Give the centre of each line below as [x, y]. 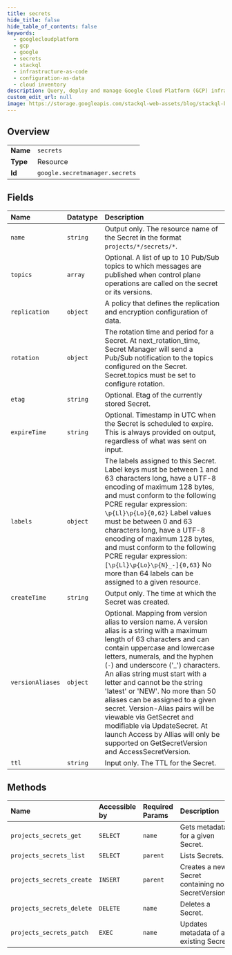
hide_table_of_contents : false [52, 26]
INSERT [110, 880]
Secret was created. [137, 602]
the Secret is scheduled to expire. [159, 423]
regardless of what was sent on [156, 440]
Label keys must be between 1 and [162, 470]
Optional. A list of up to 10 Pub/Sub [162, 257]
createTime [28, 597]
